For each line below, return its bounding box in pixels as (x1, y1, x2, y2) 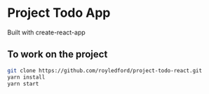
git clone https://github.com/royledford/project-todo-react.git (7, 67, 202, 74)
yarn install (7, 74, 46, 81)
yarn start (7, 80, 39, 87)
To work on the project (7, 48, 108, 60)
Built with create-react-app (7, 28, 86, 36)
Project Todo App (7, 5, 111, 21)
